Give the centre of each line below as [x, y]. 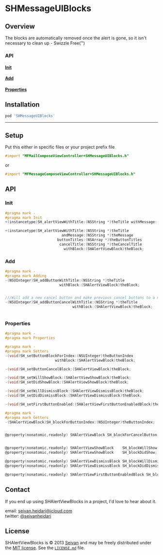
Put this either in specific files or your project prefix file [60, 147]
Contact [17, 490]
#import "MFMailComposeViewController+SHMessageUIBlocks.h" [67, 156]
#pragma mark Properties [30, 338]
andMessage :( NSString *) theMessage [97, 236]
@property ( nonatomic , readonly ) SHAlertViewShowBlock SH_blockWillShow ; [82, 448]
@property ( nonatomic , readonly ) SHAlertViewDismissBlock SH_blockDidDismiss [83, 466]
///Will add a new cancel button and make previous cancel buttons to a [80, 298]
